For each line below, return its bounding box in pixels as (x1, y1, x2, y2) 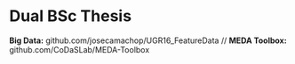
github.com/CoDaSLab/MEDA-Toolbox (9, 44, 150, 54)
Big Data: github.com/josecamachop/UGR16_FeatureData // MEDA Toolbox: (9, 35, 287, 46)
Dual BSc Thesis (9, 6, 132, 26)
